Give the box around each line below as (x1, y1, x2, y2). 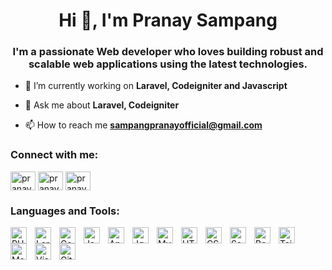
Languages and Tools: (10, 204, 120, 218)
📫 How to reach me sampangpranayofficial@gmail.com (24, 119, 263, 131)
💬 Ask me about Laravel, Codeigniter (24, 99, 180, 111)
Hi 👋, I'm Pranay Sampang (58, 9, 278, 32)
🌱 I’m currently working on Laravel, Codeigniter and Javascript (24, 80, 288, 92)
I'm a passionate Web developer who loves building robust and (12, 45, 324, 59)
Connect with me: (10, 148, 99, 162)
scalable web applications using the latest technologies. (28, 57, 308, 71)
